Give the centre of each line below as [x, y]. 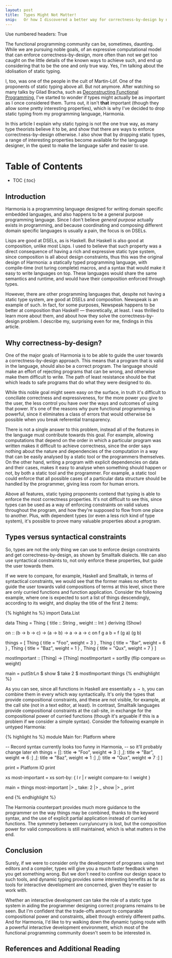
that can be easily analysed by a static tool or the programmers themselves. [85, 456]
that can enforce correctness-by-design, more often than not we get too [81, 55]
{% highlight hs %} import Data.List [43, 613]
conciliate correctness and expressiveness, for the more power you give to [84, 398]
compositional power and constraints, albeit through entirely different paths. [85, 916]
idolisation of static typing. [33, 71]
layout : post [19, 10]
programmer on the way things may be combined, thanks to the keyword [82, 813]
